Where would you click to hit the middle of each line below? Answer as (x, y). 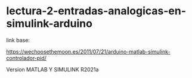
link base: (18, 40)
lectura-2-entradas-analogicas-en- (96, 11)
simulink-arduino (49, 24)
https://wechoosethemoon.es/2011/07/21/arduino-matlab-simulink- (89, 51)
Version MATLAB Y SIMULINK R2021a (52, 69)
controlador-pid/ (26, 58)
